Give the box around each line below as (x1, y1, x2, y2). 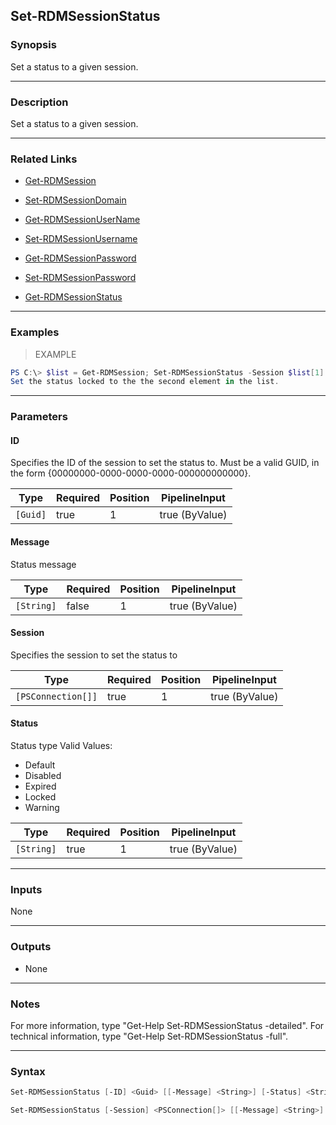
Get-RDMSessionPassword (24, 252, 137, 264)
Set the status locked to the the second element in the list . (10, 377, 280, 387)
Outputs (10, 940, 52, 954)
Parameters (10, 410, 68, 424)
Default (24, 759, 56, 771)
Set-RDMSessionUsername (24, 233, 138, 245)
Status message (10, 558, 77, 570)
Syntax (10, 1064, 46, 1078)
